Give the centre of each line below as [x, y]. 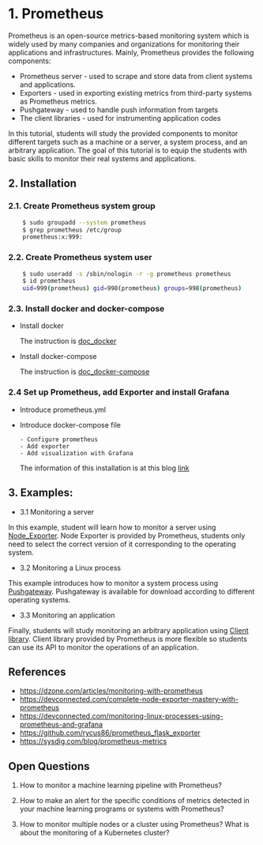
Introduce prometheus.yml [63, 409]
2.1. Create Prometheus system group [82, 206]
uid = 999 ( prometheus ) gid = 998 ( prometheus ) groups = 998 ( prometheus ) [132, 289]
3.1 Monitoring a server [57, 511]
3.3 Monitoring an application [67, 615]
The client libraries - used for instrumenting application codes [120, 118]
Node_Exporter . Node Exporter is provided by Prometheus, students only [127, 535]
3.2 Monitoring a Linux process [70, 568]
